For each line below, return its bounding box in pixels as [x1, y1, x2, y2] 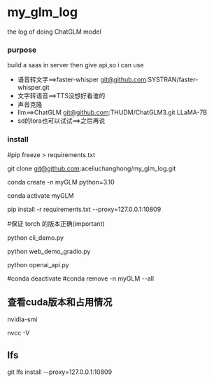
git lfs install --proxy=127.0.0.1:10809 [7, 368, 113, 376]
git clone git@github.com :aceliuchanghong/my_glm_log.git [7, 164, 176, 173]
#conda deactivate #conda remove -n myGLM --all [7, 274, 155, 283]
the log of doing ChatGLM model [7, 27, 101, 36]
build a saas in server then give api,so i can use [7, 61, 144, 69]
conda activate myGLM [7, 191, 75, 200]
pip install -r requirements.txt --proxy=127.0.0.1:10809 [7, 205, 162, 213]
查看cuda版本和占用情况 [7, 296, 113, 308]
